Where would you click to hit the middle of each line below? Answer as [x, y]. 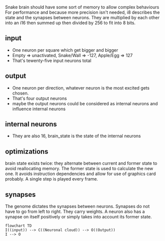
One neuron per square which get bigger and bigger [65, 50]
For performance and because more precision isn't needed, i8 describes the [82, 12]
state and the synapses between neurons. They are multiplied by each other [82, 17]
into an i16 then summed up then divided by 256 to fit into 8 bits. [70, 23]
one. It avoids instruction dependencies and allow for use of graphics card [81, 174]
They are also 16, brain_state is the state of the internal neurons [77, 136]
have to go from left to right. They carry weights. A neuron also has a [75, 211]
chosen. [20, 93]
